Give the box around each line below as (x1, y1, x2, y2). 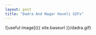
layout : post (5, 7, 32, 12)
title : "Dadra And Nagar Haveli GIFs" (5, 12, 84, 16)
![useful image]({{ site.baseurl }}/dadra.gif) (5, 24, 91, 30)
